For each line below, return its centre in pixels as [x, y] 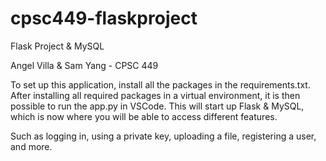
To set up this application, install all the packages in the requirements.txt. [160, 84]
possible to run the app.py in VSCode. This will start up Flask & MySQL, [157, 106]
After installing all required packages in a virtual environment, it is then [155, 95]
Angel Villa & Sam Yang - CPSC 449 [84, 65]
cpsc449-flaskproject [104, 18]
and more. [31, 146]
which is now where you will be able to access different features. [144, 116]
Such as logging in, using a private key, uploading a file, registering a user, [163, 136]
